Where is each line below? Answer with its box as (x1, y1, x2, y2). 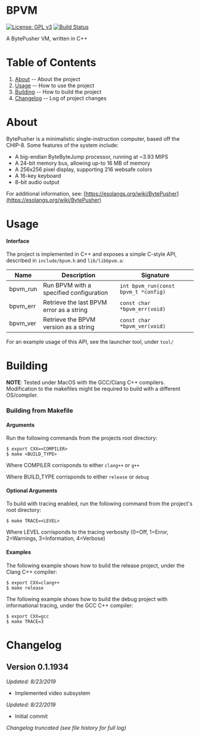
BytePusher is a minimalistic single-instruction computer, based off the (6, 135, 180, 142)
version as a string (43, 323, 95, 331)
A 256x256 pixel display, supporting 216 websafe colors (14, 165, 153, 173)
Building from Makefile (6, 406, 73, 415)
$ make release (6, 585, 44, 591)
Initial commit (14, 713, 48, 720)
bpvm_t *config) (120, 289, 166, 295)
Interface (6, 237, 30, 245)
